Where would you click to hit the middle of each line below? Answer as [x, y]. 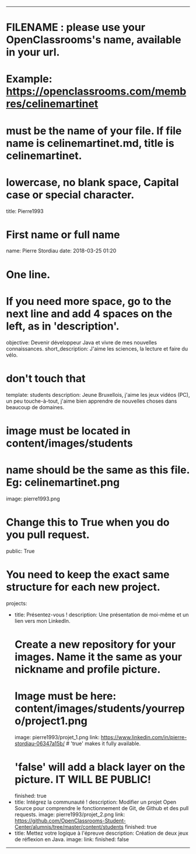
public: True [20, 551]
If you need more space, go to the [89, 301]
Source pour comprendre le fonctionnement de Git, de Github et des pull [101, 808]
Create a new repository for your [95, 644]
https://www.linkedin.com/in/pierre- [144, 737]
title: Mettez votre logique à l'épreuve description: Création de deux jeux [101, 833]
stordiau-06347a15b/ [40, 743]
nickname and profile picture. [87, 669]
